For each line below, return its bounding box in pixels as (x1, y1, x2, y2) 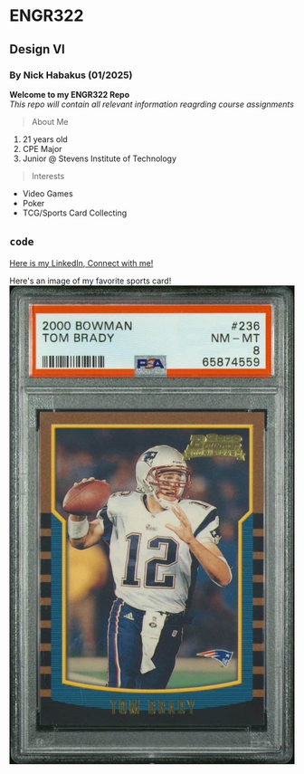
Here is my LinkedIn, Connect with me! (9, 257, 154, 268)
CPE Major (22, 143, 62, 154)
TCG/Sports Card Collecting (22, 207, 128, 218)
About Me (31, 116, 70, 127)
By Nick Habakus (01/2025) (9, 69, 133, 81)
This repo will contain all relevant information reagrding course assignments (9, 99, 294, 110)
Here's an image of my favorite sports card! (9, 275, 172, 286)
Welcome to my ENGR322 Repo (9, 89, 130, 100)
